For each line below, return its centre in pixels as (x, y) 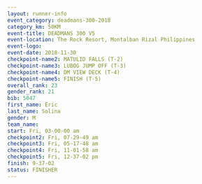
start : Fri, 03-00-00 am (43, 131)
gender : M (22, 118)
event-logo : (24, 46)
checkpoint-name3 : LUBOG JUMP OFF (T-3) (67, 66)
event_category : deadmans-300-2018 (59, 20)
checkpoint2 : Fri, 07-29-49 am (53, 137)
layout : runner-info (37, 14)
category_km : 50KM (34, 27)
